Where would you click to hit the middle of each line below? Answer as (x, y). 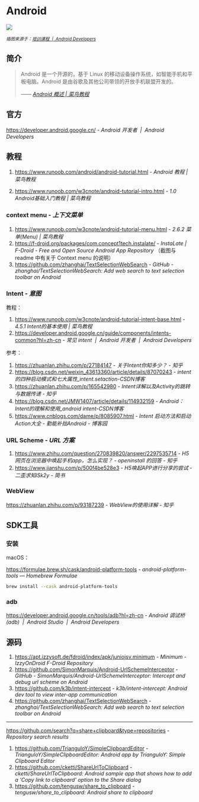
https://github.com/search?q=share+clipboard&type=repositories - (88, 731)
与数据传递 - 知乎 (36, 394)
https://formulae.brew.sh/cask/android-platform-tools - (73, 570)
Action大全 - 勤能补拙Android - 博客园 (61, 423)
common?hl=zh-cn (38, 340)
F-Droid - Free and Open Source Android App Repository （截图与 (95, 250)
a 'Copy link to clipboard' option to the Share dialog (78, 780)
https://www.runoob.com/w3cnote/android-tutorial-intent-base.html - (100, 319)
